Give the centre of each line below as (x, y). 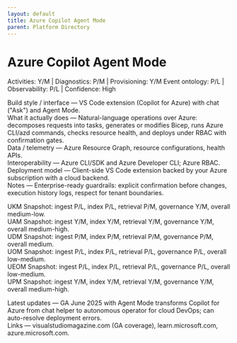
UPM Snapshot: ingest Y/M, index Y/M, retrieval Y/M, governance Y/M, (111, 282)
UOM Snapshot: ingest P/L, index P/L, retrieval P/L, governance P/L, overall (117, 252)
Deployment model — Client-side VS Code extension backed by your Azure (117, 170)
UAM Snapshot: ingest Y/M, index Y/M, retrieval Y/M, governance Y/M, (111, 222)
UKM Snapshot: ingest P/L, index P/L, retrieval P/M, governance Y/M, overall (119, 207)
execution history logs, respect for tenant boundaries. (86, 193)
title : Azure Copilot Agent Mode (57, 21)
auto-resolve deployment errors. (55, 318)
